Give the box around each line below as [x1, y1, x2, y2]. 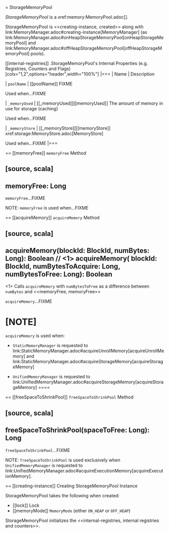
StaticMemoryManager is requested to [12, 343, 88, 349]
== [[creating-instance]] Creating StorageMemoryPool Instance [5, 483, 138, 489]
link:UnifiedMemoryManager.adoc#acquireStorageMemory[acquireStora [12, 379, 164, 385]
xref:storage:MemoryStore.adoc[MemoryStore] [5, 130, 103, 137]
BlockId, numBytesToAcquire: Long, [5, 262, 120, 271]
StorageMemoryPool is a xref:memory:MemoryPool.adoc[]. [5, 14, 129, 20]
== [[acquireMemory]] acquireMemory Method [5, 215, 100, 221]
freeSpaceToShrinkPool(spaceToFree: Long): [5, 426, 150, 435]
